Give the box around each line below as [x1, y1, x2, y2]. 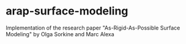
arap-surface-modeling [6, 4, 128, 18]
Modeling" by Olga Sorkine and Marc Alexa [6, 30, 114, 37]
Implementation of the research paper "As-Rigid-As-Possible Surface [6, 24, 180, 31]
